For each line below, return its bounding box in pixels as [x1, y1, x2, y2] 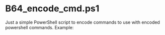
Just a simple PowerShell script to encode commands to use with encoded [5, 19, 160, 25]
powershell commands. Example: [5, 24, 74, 30]
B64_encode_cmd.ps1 [5, 3, 100, 14]
